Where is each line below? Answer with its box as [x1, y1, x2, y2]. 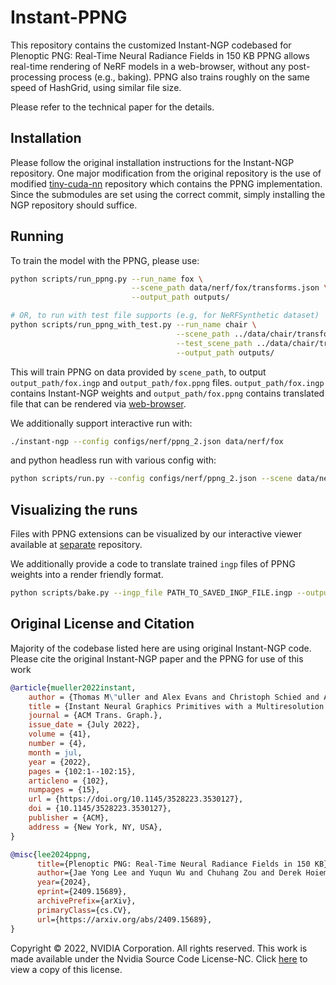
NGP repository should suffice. [10, 199, 138, 211]
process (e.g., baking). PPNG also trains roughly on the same [58, 71, 310, 83]
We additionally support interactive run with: [10, 417, 193, 429]
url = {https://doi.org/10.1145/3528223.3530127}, [28, 794, 244, 805]
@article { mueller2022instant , [10, 682, 137, 693]
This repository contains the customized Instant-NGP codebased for [10, 39, 292, 51]
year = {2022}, [28, 757, 92, 767]
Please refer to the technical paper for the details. [10, 101, 215, 113]
